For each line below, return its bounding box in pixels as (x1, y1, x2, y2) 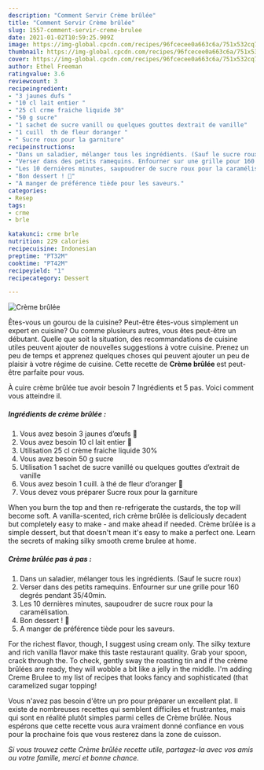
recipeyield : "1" (8, 266, 65, 275)
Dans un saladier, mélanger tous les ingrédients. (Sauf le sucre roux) (19, 574, 241, 584)
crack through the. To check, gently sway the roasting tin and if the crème (8, 656, 248, 665)
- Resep (8, 194, 34, 202)
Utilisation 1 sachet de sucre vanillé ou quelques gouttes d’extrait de (19, 463, 240, 472)
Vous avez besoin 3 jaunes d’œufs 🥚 (19, 429, 137, 438)
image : (8, 41, 30, 49)
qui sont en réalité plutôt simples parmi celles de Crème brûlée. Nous (8, 713, 232, 723)
